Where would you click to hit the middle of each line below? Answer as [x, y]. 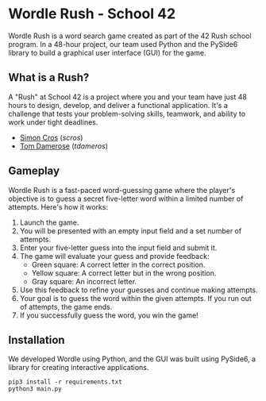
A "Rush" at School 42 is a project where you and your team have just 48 [128, 97]
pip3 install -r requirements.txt [66, 382]
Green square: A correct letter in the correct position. [118, 264]
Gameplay [34, 171]
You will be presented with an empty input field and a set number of [131, 230]
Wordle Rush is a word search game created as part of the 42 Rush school [130, 36]
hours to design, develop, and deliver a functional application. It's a [118, 105]
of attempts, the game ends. [66, 307]
